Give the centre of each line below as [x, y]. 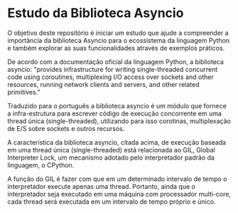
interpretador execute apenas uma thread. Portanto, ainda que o [101, 186]
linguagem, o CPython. [41, 165]
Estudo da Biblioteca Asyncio [96, 13]
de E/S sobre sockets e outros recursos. [66, 128]
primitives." [24, 92]
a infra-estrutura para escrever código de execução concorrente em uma [115, 113]
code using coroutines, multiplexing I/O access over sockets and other [111, 77]
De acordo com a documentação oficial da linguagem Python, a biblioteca [115, 61]
